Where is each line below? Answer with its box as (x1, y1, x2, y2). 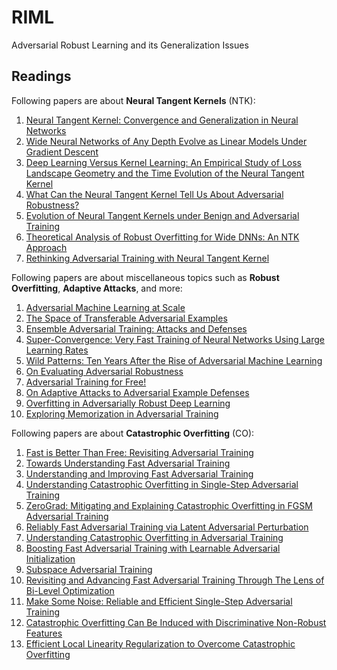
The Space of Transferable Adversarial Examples (25, 312, 228, 324)
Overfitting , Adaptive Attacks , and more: (11, 282, 183, 294)
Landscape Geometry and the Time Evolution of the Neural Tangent (25, 167, 305, 179)
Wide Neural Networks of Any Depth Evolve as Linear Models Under (25, 135, 308, 147)
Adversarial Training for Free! (25, 376, 147, 388)
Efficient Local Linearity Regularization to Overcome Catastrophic (25, 637, 296, 650)
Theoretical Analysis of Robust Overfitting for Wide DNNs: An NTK (25, 231, 300, 243)
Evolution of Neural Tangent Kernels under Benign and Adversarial (25, 209, 300, 221)
